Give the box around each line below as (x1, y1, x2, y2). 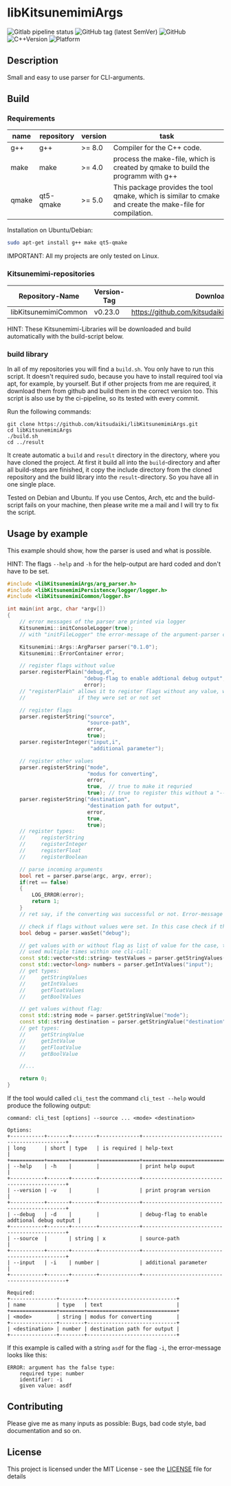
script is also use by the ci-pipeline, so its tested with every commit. (7, 394, 200, 402)
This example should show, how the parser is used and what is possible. (7, 546, 212, 555)
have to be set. (7, 566, 49, 575)
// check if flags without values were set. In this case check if (19, 923, 217, 930)
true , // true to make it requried (87, 783, 192, 790)
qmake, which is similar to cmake (113, 191, 220, 201)
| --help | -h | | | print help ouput (7, 1163, 195, 1170)
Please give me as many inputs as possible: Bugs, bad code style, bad (7, 1419, 206, 1427)
